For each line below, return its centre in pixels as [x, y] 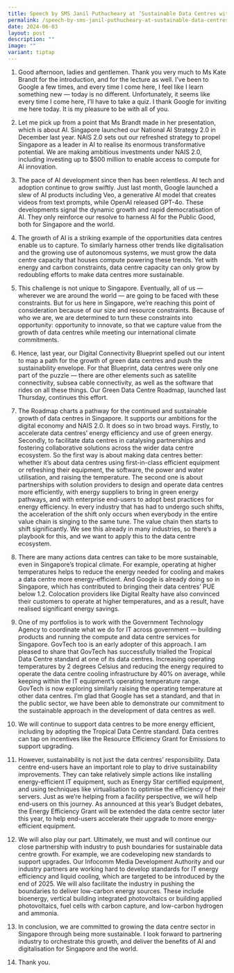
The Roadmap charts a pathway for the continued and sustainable [112, 411]
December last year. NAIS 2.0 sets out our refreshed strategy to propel [119, 137]
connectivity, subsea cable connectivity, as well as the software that [116, 382]
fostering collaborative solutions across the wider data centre [106, 448]
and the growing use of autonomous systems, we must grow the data [117, 252]
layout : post [27, 33]
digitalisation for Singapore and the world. [78, 949]
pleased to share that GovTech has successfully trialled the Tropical [115, 651]
